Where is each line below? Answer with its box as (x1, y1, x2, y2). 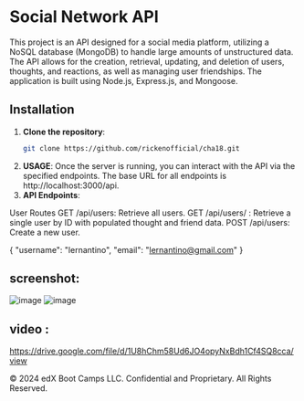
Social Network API (9, 6, 160, 27)
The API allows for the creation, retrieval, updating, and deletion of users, (9, 56, 285, 67)
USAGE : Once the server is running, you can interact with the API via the (22, 160, 296, 171)
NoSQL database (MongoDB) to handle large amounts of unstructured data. (9, 46, 294, 57)
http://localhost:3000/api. (22, 180, 120, 191)
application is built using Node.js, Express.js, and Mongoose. (9, 75, 239, 86)
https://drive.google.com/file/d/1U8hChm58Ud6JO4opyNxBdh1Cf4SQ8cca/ (9, 345, 294, 357)
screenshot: (9, 271, 80, 287)
